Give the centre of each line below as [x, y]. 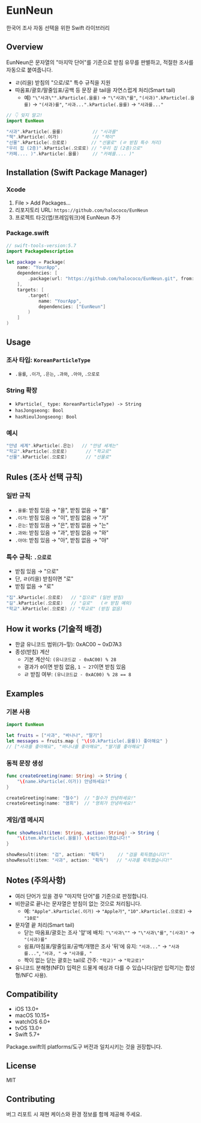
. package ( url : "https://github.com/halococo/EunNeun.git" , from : [111, 279]
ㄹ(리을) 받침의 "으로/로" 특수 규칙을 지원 [63, 82]
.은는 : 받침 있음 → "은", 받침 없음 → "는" [62, 525]
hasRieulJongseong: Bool [46, 417]
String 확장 [22, 390]
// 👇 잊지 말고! [25, 115]
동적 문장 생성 [25, 763]
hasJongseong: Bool [39, 411]
